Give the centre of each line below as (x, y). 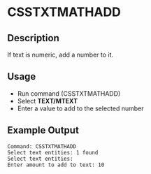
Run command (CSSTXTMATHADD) (69, 93)
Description (33, 38)
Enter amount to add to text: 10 (56, 165)
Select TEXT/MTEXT (48, 101)
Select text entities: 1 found (53, 152)
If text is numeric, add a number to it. (60, 55)
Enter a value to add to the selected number (81, 108)
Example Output (43, 130)
